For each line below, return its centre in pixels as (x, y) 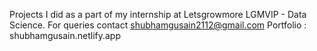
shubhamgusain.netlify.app (65, 35)
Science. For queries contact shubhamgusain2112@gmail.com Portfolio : (158, 25)
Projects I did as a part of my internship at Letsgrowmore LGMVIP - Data (158, 14)
